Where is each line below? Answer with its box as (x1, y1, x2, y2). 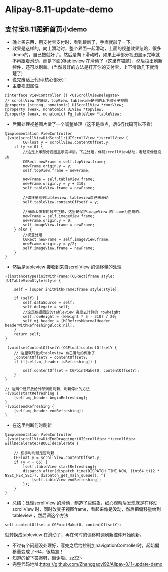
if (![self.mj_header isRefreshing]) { (14, 359, 97, 364)
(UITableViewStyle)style (5, 278, 57, 283)
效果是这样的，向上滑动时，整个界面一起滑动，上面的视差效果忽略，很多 (12, 45, 161, 51)
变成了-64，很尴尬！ (21, 549, 64, 554)
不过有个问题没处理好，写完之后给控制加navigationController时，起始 (12, 542, 155, 548)
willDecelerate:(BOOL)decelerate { (5, 441, 79, 446)
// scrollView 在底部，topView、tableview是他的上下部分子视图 (5, 98, 128, 103)
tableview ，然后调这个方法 (12, 512, 69, 518)
